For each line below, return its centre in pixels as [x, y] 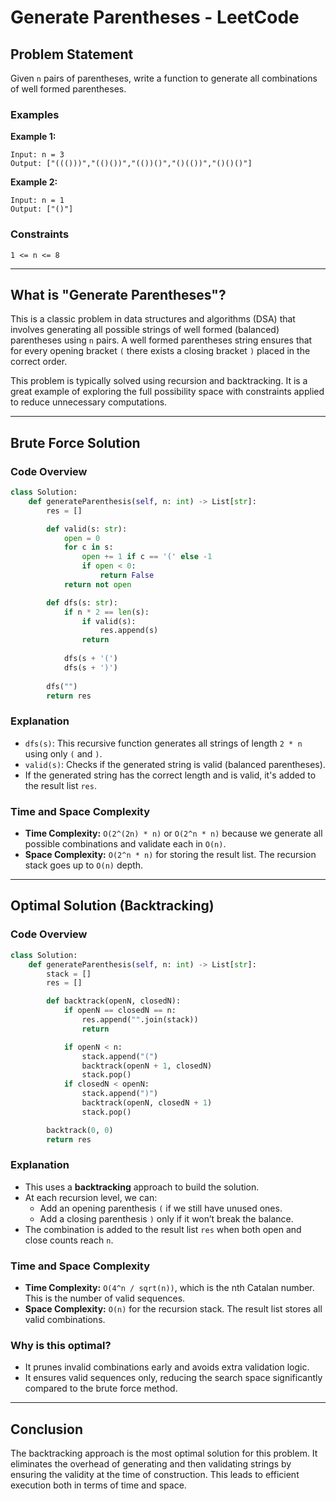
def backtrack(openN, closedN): [114, 1001]
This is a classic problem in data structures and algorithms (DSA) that [153, 319]
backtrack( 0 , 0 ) [80, 1130]
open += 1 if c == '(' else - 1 [147, 557]
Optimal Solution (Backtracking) [112, 906]
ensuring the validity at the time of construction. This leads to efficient [155, 1475]
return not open [97, 584]
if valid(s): [109, 621]
